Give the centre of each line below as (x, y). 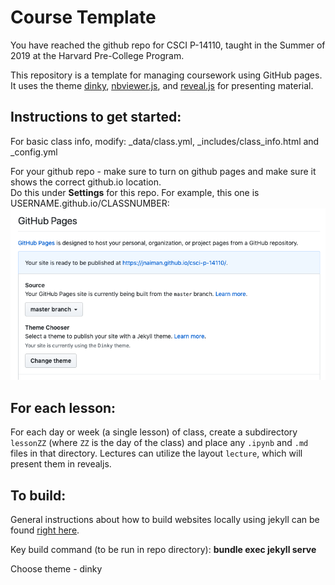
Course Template (83, 17)
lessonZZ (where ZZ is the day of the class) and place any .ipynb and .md (159, 443)
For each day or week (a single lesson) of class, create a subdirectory (154, 432)
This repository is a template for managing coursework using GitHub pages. (166, 75)
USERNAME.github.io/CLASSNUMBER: (90, 203)
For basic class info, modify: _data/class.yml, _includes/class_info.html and (165, 141)
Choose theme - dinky (56, 568)
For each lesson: (63, 407)
